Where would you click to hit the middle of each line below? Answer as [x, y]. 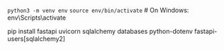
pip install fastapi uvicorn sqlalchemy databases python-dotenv [100, 31]
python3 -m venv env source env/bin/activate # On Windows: [98, 10]
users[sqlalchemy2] [37, 39]
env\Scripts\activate [37, 18]
